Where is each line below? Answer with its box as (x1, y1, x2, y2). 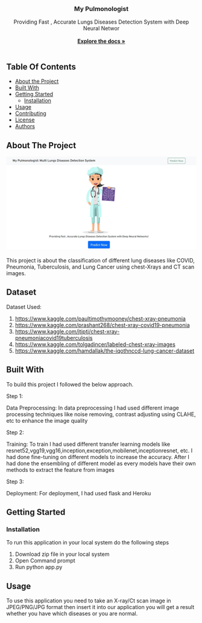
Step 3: (6, 478, 24, 485)
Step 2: (6, 428, 24, 436)
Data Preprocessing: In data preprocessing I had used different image (6, 404, 179, 411)
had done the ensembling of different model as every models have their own (6, 460, 196, 467)
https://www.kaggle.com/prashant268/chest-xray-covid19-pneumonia (14, 321, 190, 328)
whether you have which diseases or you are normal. (6, 610, 138, 618)
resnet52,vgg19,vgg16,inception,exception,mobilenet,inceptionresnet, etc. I (6, 446, 193, 454)
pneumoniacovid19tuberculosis (14, 334, 93, 341)
